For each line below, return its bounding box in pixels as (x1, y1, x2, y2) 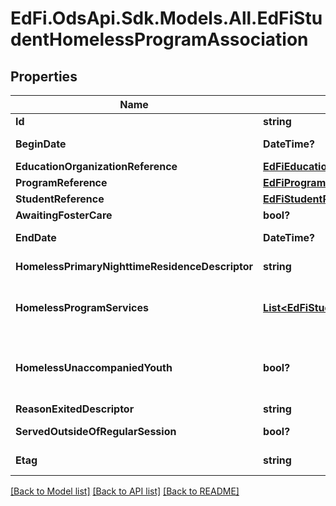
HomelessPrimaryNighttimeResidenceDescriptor (15, 260, 254, 273)
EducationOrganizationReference (15, 160, 178, 173)
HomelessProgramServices (15, 301, 149, 314)
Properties (10, 68, 78, 85)
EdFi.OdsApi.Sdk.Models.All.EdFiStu (10, 7, 323, 30)
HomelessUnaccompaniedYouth (15, 361, 173, 374)
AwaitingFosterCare (15, 208, 113, 222)
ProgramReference (15, 176, 108, 189)
